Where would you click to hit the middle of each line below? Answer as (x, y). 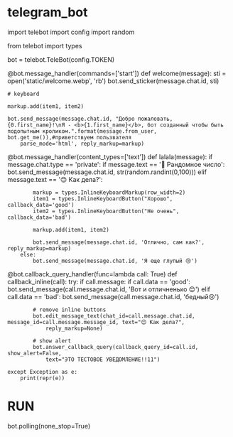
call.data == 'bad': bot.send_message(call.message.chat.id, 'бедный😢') (113, 296)
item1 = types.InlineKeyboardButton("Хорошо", (103, 199)
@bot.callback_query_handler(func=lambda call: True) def (92, 274)
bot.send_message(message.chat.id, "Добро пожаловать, (90, 119)
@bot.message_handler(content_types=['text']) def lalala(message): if (110, 156)
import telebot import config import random (71, 32)
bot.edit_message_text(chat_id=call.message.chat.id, (114, 316)
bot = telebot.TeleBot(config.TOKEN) (61, 59)
